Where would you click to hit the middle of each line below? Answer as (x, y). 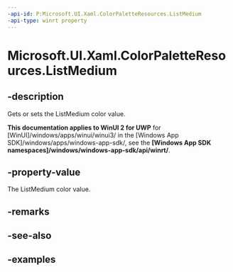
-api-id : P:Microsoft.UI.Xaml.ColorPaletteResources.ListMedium (104, 14)
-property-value (44, 172)
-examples (32, 260)
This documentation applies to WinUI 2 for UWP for (84, 127)
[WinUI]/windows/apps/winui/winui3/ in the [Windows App (93, 135)
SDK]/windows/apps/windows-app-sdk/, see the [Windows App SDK (109, 142)
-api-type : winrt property (47, 21)
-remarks (28, 211)
